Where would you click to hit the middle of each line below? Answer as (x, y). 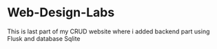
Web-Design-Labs (61, 13)
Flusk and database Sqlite (44, 38)
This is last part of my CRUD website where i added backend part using (108, 31)
